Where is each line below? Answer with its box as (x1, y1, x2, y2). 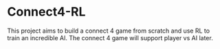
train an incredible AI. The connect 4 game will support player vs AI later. (7, 33, 213, 42)
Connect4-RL (7, 4, 86, 20)
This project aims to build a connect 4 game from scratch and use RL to (7, 27, 210, 35)
